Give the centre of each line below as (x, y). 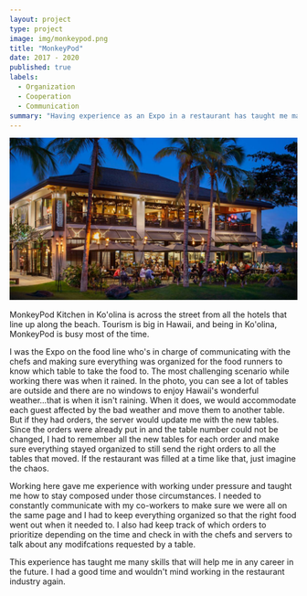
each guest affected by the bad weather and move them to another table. (147, 410)
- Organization (47, 87)
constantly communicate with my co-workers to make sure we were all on (148, 505)
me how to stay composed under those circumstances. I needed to (136, 495)
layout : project (40, 19)
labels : (24, 78)
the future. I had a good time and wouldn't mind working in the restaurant (147, 571)
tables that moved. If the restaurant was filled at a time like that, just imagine (153, 458)
